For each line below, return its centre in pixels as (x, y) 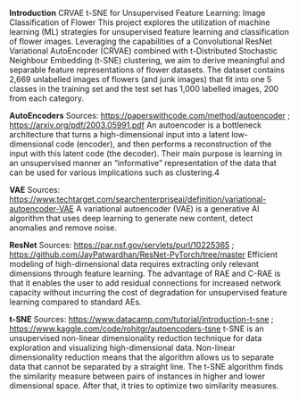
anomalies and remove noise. (63, 228)
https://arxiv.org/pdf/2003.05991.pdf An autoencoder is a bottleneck (135, 125)
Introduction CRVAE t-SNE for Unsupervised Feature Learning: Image (137, 13)
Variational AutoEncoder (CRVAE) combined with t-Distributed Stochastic (144, 51)
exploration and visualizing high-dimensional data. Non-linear (123, 348)
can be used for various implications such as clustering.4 (115, 172)
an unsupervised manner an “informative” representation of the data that (143, 163)
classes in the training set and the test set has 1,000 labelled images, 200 (144, 89)
